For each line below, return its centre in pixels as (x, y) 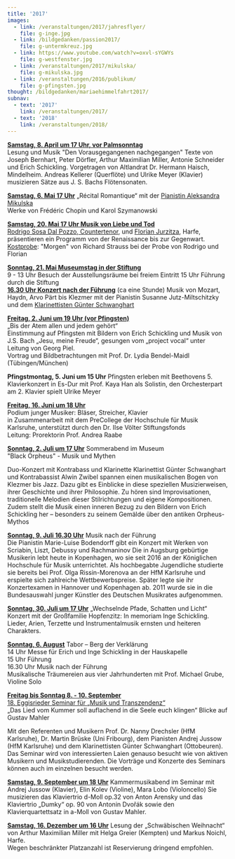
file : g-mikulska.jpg (51, 72)
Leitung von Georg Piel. (41, 348)
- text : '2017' (36, 105)
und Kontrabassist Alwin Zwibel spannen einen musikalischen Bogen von (113, 477)
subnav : (19, 99)
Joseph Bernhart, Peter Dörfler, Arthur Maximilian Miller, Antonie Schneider (116, 159)
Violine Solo (25, 682)
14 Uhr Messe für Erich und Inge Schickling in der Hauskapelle (98, 651)
